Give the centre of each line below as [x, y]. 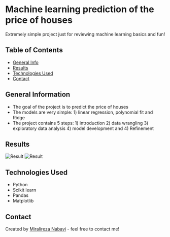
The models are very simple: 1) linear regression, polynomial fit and [83, 112]
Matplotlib [23, 201]
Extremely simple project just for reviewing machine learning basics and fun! [85, 34]
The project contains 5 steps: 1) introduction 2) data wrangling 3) [80, 123]
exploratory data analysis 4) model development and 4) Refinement [83, 128]
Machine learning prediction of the [80, 9]
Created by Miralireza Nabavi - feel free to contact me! [62, 229]
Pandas [21, 195]
